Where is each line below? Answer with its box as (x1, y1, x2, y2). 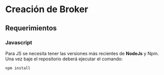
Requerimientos (5, 24, 57, 32)
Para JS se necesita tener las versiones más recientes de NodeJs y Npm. (5, 50, 159, 56)
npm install (5, 65, 30, 70)
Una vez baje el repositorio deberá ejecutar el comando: (5, 56, 123, 62)
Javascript (5, 39, 32, 46)
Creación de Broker (5, 4, 89, 15)
